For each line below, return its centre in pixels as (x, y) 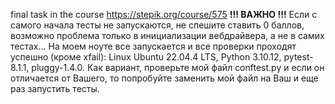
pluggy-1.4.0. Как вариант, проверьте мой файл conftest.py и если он (178, 67)
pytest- (298, 57)
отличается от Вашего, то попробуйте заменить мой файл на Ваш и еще (164, 78)
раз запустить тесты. (55, 88)
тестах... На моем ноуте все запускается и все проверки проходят (153, 46)
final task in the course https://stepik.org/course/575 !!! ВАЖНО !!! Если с (164, 14)
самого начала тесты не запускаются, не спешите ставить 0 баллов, (157, 25)
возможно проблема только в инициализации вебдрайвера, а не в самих (167, 35)
